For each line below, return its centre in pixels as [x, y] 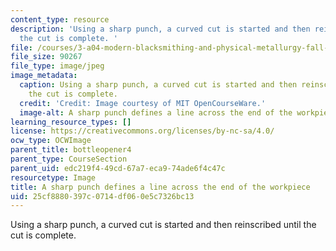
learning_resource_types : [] [71, 122]
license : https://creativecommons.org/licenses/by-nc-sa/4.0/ [142, 131]
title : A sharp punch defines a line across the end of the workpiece [160, 187]
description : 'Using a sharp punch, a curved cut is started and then [160, 29]
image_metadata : [44, 76]
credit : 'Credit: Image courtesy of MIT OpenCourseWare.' [143, 103]
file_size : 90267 [46, 57]
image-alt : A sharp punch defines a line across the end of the [156, 112]
